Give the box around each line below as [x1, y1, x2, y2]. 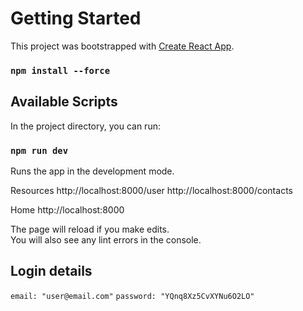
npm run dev [10, 145, 69, 156]
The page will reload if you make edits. [10, 223, 170, 235]
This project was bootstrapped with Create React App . [10, 40, 235, 52]
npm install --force [10, 65, 111, 76]
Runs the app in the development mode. [10, 165, 175, 177]
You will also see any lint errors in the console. [10, 233, 202, 246]
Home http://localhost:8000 [10, 203, 125, 216]
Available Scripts [10, 93, 118, 111]
